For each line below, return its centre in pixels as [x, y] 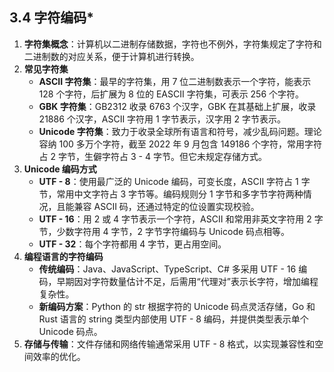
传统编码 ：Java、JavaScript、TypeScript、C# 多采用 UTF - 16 [167, 269]
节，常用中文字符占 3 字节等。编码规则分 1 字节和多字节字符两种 [171, 194]
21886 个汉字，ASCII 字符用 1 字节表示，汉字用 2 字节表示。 [162, 119]
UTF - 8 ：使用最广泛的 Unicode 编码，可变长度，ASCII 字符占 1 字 [174, 181]
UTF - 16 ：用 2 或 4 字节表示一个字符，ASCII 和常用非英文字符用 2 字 [181, 219]
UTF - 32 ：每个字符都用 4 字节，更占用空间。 [132, 244]
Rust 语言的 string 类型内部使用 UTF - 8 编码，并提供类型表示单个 [173, 319]
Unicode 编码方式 [60, 169]
